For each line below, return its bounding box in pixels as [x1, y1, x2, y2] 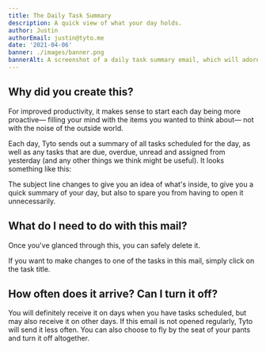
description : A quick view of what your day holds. [8, 19, 182, 27]
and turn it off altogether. [8, 334, 89, 343]
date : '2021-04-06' [8, 41, 73, 49]
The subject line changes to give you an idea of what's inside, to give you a [8, 179, 254, 189]
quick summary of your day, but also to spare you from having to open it [8, 187, 244, 197]
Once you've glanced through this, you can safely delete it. [8, 240, 200, 250]
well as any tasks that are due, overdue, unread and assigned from [8, 147, 226, 156]
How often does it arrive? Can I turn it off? [8, 287, 218, 300]
